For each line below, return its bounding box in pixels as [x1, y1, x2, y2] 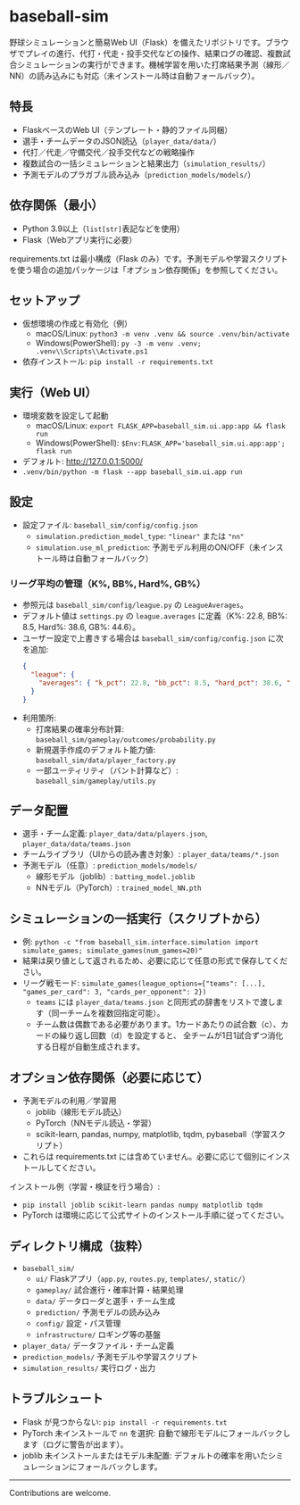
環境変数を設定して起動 [21, 411, 109, 421]
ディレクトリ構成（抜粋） [9, 1238, 150, 1253]
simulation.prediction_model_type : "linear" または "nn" [35, 531, 245, 541]
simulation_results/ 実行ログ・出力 [21, 1362, 156, 1373]
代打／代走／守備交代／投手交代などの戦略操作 [21, 146, 195, 157]
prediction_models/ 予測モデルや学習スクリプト [21, 1351, 199, 1362]
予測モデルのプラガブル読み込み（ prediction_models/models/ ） [21, 169, 256, 179]
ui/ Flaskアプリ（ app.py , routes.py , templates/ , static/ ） [35, 1273, 250, 1284]
